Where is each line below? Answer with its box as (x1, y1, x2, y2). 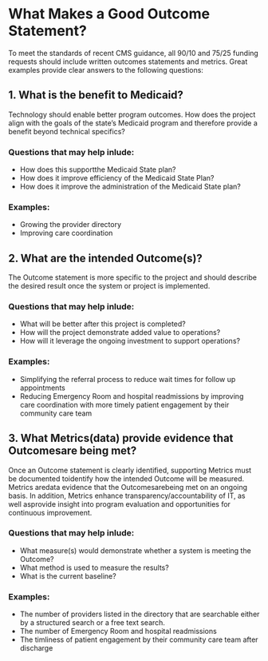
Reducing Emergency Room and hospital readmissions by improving (19, 391, 244, 400)
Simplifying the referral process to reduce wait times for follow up (19, 374, 236, 384)
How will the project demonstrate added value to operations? (19, 328, 221, 337)
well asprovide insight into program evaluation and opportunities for (8, 499, 231, 508)
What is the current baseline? (19, 571, 117, 580)
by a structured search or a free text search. (19, 618, 166, 627)
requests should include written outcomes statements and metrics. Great (8, 57, 248, 66)
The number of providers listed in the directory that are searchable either (19, 609, 260, 619)
